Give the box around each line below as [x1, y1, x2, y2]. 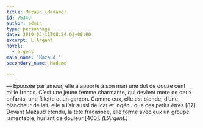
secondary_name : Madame [6, 60, 67, 66]
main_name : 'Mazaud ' [6, 54, 62, 60]
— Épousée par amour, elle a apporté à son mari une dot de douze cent [6, 82, 186, 89]
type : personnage [6, 26, 51, 32]
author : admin [6, 20, 43, 26]
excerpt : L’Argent [6, 37, 53, 43]
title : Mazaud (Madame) [6, 9, 67, 15]
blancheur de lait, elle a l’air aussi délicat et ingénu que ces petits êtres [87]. [6, 101, 198, 108]
